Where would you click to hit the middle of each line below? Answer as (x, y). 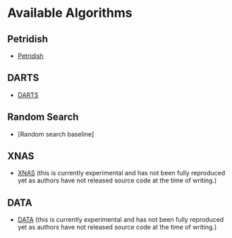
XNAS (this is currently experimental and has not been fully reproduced (121, 173)
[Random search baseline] (56, 134)
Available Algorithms (70, 13)
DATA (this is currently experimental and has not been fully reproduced (121, 220)
